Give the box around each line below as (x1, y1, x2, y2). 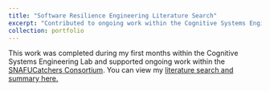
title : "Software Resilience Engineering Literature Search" (8, 11, 218, 20)
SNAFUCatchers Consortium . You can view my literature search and (8, 65, 234, 75)
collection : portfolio (8, 26, 84, 34)
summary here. (8, 73, 59, 84)
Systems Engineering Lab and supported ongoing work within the (8, 57, 225, 66)
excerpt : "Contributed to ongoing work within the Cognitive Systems (8, 19, 247, 27)
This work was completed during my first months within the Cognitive (8, 49, 239, 58)
